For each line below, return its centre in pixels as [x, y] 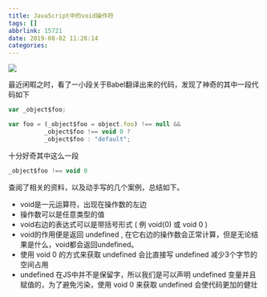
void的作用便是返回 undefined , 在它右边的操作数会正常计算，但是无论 [136, 234]
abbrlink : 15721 [35, 31]
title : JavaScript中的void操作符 [61, 16]
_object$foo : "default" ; [87, 139]
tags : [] [23, 23]
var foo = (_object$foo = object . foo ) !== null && [95, 124]
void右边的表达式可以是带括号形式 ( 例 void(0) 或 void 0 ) [114, 224]
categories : [28, 46]
